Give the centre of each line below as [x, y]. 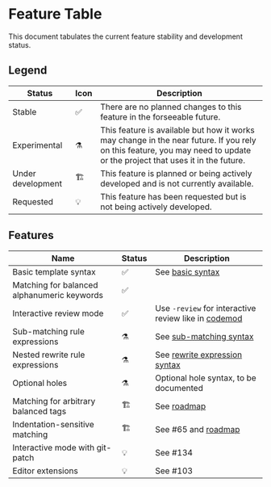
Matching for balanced [55, 285]
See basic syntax [187, 271]
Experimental [38, 145]
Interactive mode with [54, 447]
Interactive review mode [58, 313]
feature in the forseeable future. [161, 116]
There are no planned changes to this [171, 107]
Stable [25, 111]
